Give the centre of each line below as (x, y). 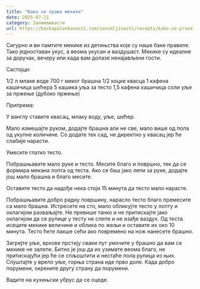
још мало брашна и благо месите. (49, 177)
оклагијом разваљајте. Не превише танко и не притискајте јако (87, 213)
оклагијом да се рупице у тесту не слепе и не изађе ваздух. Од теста (95, 219)
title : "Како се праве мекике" (45, 12)
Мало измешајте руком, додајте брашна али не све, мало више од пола (98, 128)
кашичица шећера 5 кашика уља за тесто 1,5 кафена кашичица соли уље (99, 88)
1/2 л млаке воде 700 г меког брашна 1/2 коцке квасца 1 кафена (87, 81)
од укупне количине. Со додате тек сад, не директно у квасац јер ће (94, 135)
